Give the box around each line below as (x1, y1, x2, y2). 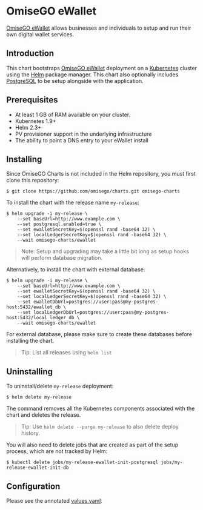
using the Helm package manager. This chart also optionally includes (6, 71, 179, 78)
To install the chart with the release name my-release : (6, 199, 139, 207)
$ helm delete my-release (6, 394, 72, 400)
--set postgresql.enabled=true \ (17, 221, 102, 228)
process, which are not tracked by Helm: (6, 448, 108, 455)
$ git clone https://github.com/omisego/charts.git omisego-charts (6, 188, 181, 194)
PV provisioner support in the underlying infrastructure (15, 130, 152, 137)
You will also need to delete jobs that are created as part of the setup (6, 441, 179, 449)
